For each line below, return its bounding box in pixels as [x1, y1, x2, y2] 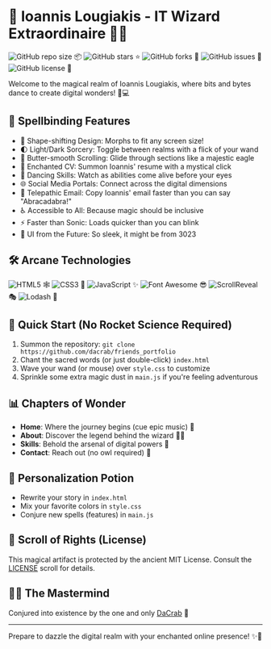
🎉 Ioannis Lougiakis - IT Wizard [8, 7, 220, 26]
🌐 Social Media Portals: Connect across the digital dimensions [19, 178, 227, 188]
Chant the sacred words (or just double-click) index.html [19, 355, 210, 365]
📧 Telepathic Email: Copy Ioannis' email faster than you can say [19, 187, 231, 197]
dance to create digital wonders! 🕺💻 [8, 88, 130, 98]
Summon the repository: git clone [19, 339, 135, 350]
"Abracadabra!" [19, 196, 73, 206]
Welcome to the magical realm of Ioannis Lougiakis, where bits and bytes [8, 78, 252, 88]
